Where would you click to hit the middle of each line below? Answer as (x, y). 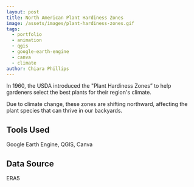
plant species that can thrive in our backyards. (64, 111)
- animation (27, 40)
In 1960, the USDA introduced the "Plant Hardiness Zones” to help (89, 86)
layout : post (23, 12)
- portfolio (27, 35)
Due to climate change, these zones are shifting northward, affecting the (97, 104)
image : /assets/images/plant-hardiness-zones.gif (71, 23)
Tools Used (28, 129)
